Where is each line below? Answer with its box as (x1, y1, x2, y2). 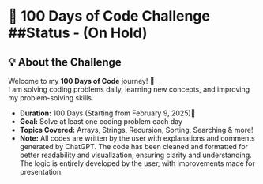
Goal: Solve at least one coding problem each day (19, 117, 183, 126)
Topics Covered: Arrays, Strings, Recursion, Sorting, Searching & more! (19, 126, 254, 134)
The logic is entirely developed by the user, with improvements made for (19, 159, 255, 168)
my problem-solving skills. (8, 93, 94, 102)
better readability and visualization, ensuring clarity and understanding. (19, 150, 252, 160)
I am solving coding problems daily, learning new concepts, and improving (8, 84, 250, 94)
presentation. (19, 167, 63, 176)
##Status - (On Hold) (8, 24, 148, 42)
